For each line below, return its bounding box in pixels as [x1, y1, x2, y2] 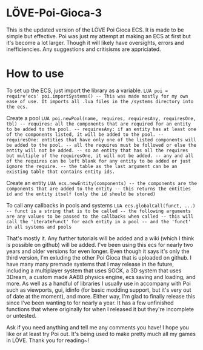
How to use [6, 67, 64, 81]
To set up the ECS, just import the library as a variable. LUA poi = [6, 87, 168, 94]
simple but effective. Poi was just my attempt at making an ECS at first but [6, 32, 191, 39]
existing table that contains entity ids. [6, 169, 115, 175]
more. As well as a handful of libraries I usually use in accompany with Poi [6, 280, 191, 287]
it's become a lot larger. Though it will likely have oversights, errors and [6, 39, 184, 46]
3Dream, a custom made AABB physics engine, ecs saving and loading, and [6, 273, 196, 280]
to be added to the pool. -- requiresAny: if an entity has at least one [6, 126, 197, 132]
